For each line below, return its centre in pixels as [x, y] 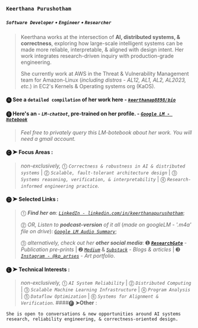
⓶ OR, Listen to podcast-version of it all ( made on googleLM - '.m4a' [106, 225]
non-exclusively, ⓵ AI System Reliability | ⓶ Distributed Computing [106, 283]
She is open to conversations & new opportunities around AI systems [94, 314]
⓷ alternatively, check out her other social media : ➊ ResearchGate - [104, 243]
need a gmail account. [48, 139]
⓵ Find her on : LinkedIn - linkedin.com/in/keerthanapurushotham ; [103, 213]
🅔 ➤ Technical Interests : [38, 269]
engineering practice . [72, 185]
